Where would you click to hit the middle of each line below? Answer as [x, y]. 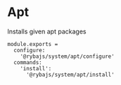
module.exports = [33, 44]
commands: [28, 62]
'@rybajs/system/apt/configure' [67, 56]
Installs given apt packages [47, 31]
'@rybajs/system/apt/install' [70, 75]
